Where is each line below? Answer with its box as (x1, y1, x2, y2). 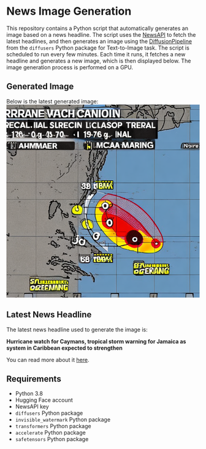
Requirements (6, 374, 61, 384)
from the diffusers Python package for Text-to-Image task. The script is (6, 44, 190, 51)
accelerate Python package (15, 429, 86, 436)
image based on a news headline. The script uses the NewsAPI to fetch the (6, 31, 196, 38)
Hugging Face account (15, 396, 74, 404)
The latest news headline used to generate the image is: (6, 326, 148, 333)
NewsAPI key (15, 403, 49, 410)
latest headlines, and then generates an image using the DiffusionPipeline (6, 37, 192, 45)
